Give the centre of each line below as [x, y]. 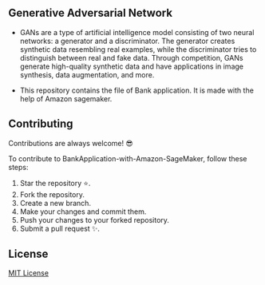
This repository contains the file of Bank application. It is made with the [136, 90]
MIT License [29, 273]
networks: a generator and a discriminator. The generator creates [127, 41]
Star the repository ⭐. [55, 183]
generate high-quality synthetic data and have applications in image [131, 66]
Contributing [41, 124]
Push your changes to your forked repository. [95, 220]
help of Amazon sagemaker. [66, 98]
